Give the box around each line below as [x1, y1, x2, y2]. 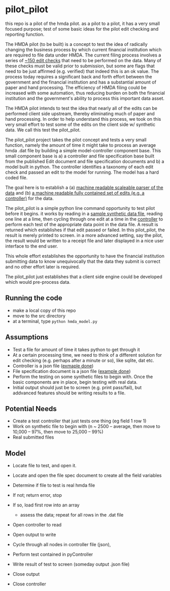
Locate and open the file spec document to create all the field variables [12, 472, 162, 478]
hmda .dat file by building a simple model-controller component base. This [5, 147, 161, 153]
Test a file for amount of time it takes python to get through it [12, 346, 140, 353]
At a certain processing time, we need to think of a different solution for [12, 352, 162, 358]
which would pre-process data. [5, 279, 71, 285]
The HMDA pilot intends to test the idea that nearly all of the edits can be [5, 105, 158, 111]
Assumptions [5, 333, 49, 342]
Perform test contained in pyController [12, 551, 93, 557]
